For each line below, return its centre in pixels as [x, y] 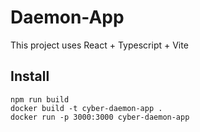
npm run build [40, 99]
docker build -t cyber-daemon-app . [86, 108]
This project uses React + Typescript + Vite [99, 45]
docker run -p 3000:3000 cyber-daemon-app [100, 117]
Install [30, 76]
